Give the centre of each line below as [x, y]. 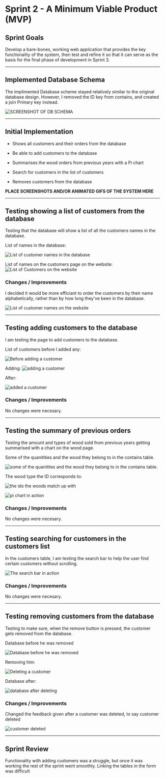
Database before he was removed [39, 643]
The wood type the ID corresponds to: [44, 476]
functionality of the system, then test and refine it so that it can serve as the [82, 55]
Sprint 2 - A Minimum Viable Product [81, 9]
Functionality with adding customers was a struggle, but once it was [74, 760]
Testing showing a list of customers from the [75, 211]
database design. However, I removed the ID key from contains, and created [82, 97]
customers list [27, 546]
